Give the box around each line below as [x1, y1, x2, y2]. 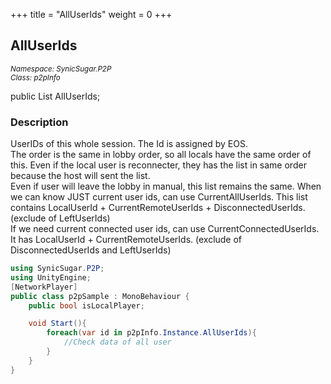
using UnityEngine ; [10, 272, 92, 283]
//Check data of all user [63, 337, 172, 348]
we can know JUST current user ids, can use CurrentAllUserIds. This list [10, 191, 308, 203]
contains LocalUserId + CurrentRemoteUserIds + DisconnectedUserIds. [10, 202, 306, 214]
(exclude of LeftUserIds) [10, 212, 111, 224]
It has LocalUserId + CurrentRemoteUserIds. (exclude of [10, 234, 243, 246]
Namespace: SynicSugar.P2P [10, 64, 112, 74]
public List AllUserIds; [10, 90, 101, 102]
